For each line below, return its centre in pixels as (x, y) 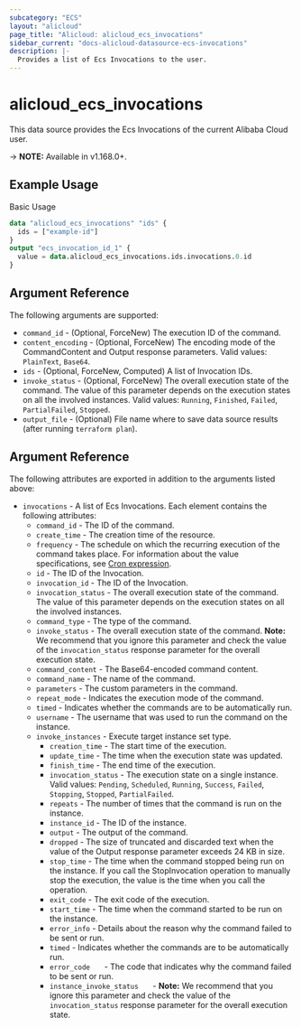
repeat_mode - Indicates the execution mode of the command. (150, 697)
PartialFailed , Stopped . (66, 409)
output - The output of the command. (119, 832)
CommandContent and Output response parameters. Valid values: (145, 351)
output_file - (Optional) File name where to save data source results (150, 419)
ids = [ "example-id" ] (58, 231)
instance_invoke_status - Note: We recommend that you (161, 985)
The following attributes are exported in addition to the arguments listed (142, 479)
